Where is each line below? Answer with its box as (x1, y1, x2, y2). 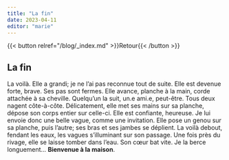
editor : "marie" (7, 23, 54, 30)
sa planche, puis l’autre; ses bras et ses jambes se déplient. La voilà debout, (7, 124, 223, 132)
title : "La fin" (7, 10, 54, 17)
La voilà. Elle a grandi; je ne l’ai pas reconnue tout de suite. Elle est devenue (7, 80, 221, 88)
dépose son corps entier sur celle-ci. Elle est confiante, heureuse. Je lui (7, 109, 211, 117)
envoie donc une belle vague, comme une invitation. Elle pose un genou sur (7, 116, 222, 124)
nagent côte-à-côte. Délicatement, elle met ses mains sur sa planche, (7, 102, 204, 110)
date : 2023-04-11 (7, 16, 57, 23)
